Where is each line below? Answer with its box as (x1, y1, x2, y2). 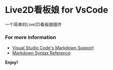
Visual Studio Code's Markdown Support (12, 45, 94, 51)
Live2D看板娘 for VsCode (5, 4, 109, 16)
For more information (5, 34, 56, 40)
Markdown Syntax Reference (12, 50, 71, 56)
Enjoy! (5, 59, 19, 66)
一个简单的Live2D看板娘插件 (5, 21, 62, 27)
